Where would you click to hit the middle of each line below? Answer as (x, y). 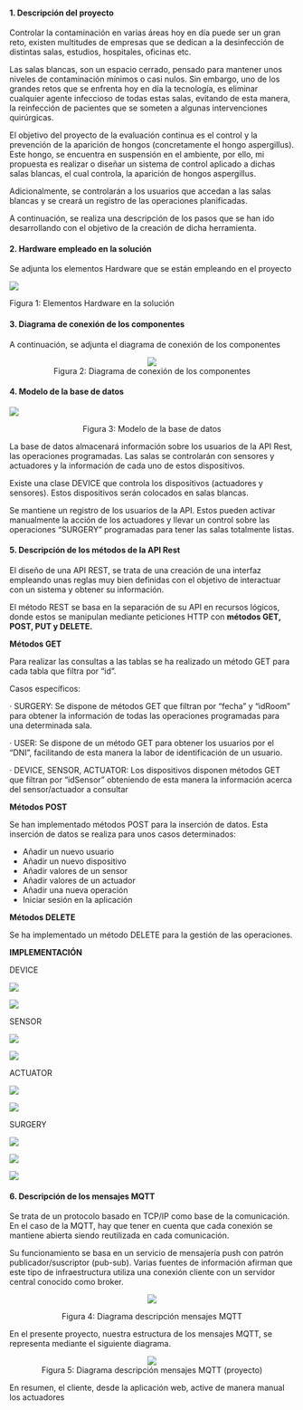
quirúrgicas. (32, 118)
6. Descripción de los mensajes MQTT (82, 1196)
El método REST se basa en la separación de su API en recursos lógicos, (145, 608)
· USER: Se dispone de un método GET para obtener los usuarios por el (142, 743)
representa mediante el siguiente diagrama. (90, 1344)
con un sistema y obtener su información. (87, 590)
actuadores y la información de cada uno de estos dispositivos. (128, 465)
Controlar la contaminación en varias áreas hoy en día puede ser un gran (145, 33)
